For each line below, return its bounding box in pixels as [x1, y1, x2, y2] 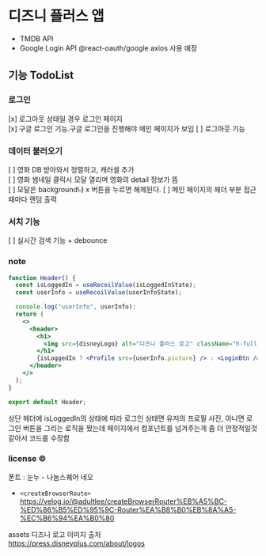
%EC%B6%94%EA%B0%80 [19, 513, 115, 523]
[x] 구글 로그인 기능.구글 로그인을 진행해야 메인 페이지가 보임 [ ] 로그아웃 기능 [8, 123, 245, 133]
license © [8, 453, 47, 464]
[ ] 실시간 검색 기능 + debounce [8, 236, 108, 245]
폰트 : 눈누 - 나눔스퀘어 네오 [8, 472, 93, 482]
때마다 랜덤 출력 [8, 195, 58, 204]
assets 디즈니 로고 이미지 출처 [8, 529, 101, 539]
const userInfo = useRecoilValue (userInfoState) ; [15, 289, 182, 297]
